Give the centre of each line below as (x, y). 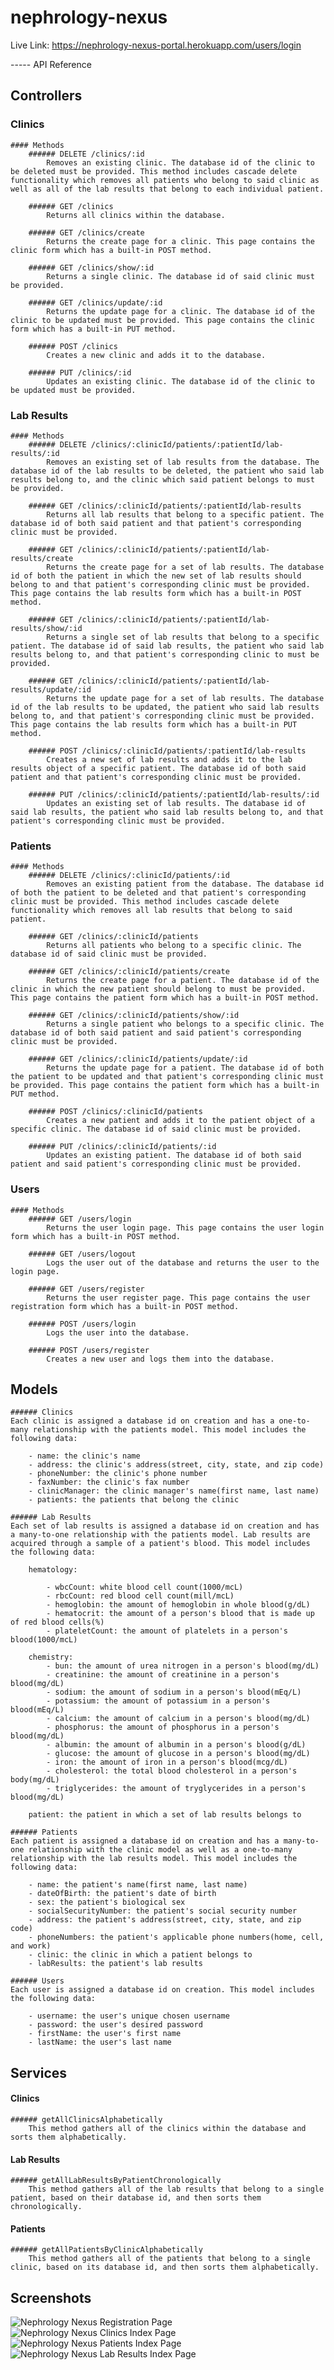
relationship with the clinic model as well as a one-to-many (160, 1850)
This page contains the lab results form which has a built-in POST (156, 593)
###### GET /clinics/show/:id (91, 267)
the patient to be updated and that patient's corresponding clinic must (167, 1077)
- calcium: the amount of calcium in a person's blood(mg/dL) (178, 1719)
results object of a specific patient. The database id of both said (158, 768)
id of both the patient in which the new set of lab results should (156, 576)
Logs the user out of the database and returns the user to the (183, 1262)
